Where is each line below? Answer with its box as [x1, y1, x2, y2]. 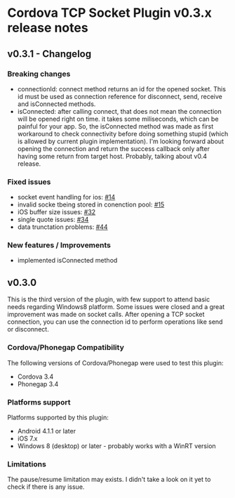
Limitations [7, 459, 47, 468]
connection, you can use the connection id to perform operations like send [7, 317, 223, 326]
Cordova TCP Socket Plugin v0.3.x [7, 5, 212, 21]
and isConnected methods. [17, 100, 96, 108]
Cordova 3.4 [17, 372, 54, 381]
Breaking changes [7, 69, 71, 79]
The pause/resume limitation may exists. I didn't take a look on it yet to [7, 476, 211, 484]
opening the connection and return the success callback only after [17, 144, 210, 152]
